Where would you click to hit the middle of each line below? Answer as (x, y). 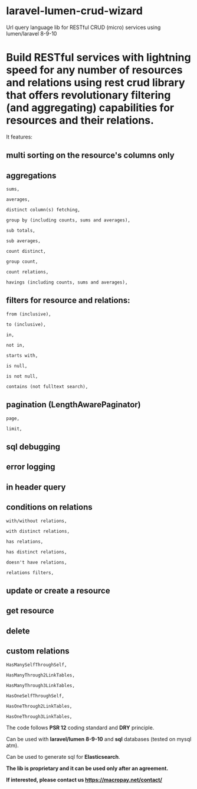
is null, (17, 366)
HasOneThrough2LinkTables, (39, 706)
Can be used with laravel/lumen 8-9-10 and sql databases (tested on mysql (99, 739)
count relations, (27, 272)
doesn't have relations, (37, 562)
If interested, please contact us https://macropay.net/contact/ (84, 780)
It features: (19, 137)
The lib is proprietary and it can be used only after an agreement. (87, 768)
